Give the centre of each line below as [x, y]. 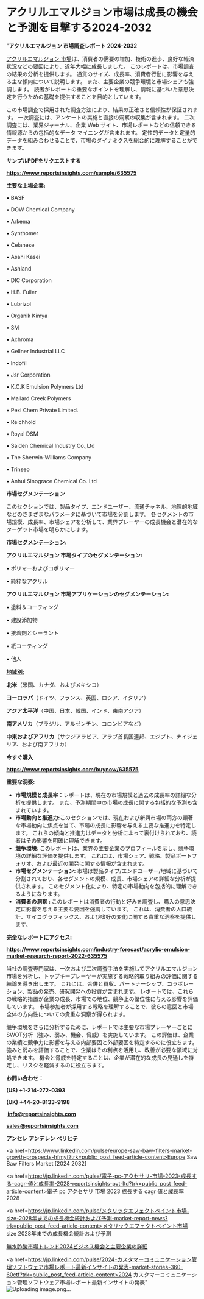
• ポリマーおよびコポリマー [40, 568]
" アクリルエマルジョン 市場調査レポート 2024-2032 [72, 46]
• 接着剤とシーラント [33, 633]
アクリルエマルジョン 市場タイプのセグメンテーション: [75, 555]
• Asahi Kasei [23, 257]
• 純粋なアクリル [27, 581]
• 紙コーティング [27, 646]
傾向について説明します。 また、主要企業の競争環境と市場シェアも [105, 81]
